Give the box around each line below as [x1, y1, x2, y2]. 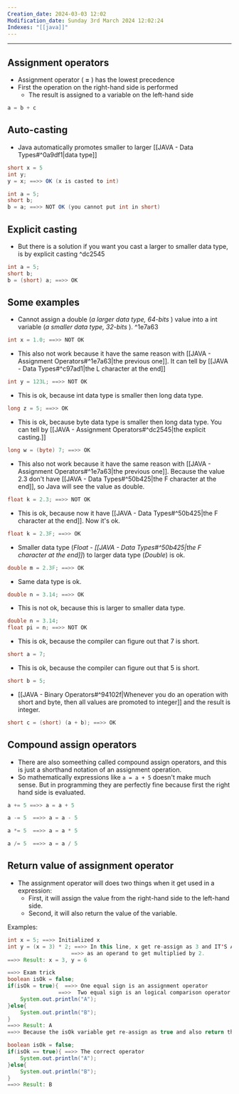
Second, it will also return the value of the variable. [28, 908, 178, 918]
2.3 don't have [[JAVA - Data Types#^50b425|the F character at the [17, 474, 217, 483]
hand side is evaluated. [17, 787, 86, 797]
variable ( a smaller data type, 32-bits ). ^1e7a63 [17, 323, 159, 331]
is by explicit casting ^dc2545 [17, 250, 105, 258]
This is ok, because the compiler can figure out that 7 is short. [17, 637, 200, 646]
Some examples [7, 296, 80, 308]
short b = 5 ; [7, 677, 46, 684]
